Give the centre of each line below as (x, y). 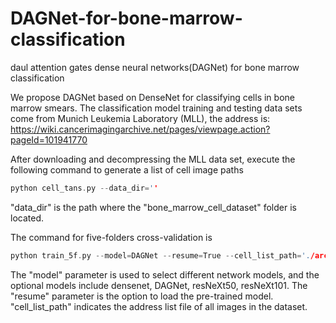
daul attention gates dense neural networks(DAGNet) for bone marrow (155, 67)
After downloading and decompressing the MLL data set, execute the (153, 159)
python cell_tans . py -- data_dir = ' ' (84, 188)
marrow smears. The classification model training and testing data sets (156, 108)
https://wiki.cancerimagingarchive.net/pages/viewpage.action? (140, 129)
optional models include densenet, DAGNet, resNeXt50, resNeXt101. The (159, 285)
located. (27, 218)
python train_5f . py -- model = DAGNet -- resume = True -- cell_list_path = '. (160, 255)
